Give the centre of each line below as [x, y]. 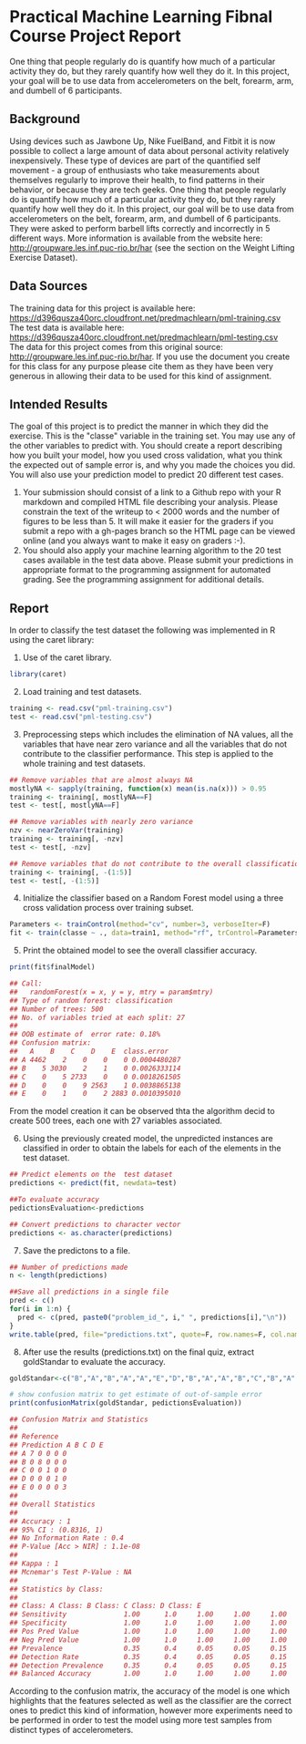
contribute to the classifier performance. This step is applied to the [148, 753]
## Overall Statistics [52, 1504]
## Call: [26, 984]
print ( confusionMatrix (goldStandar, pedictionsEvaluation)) [126, 1403]
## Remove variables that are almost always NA [102, 780]
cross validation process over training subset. [108, 908]
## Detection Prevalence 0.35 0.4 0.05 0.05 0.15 [148, 1666]
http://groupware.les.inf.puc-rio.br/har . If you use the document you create [150, 356]
